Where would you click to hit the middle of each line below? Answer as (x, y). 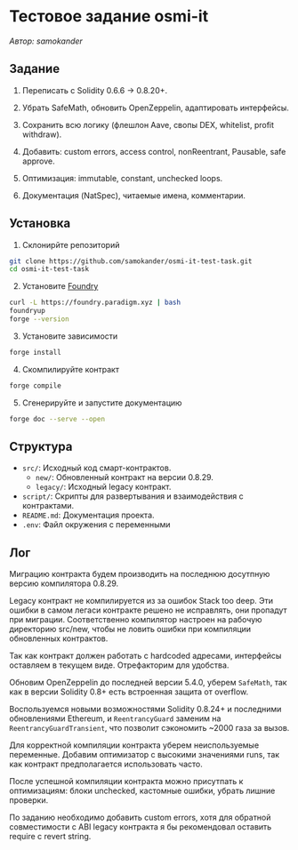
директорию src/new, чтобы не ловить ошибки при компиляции (130, 629)
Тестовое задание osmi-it (109, 16)
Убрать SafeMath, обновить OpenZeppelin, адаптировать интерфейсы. (155, 108)
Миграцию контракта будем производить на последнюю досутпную (140, 574)
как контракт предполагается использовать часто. (106, 764)
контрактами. (48, 506)
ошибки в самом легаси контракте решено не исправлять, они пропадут (148, 610)
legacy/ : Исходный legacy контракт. (103, 487)
